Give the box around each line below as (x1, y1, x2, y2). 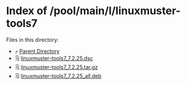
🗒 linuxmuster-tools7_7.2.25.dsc (14, 54, 93, 61)
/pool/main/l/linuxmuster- (49, 4, 181, 18)
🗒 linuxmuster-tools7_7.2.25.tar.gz (14, 63, 98, 70)
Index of (6, 4, 48, 18)
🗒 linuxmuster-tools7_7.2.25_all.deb (14, 72, 102, 79)
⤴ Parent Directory (14, 47, 60, 54)
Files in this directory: (6, 36, 59, 43)
